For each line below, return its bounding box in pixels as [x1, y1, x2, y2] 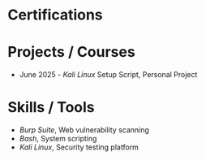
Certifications [7, 6, 103, 24]
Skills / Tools [7, 98, 95, 117]
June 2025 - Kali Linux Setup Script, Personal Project [19, 70, 198, 80]
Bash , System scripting [19, 134, 97, 144]
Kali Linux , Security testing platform [19, 142, 139, 152]
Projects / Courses [7, 43, 135, 62]
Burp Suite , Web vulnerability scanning [19, 125, 149, 135]
